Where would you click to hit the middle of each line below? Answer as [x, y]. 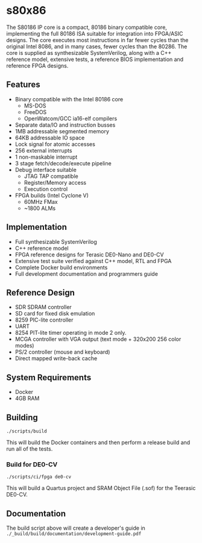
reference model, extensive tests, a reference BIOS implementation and [95, 59]
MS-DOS [35, 106]
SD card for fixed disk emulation [55, 314]
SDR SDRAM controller [43, 307]
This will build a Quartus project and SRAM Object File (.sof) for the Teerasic [101, 488]
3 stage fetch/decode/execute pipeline [63, 163]
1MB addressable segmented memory [62, 131]
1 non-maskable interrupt [46, 157]
